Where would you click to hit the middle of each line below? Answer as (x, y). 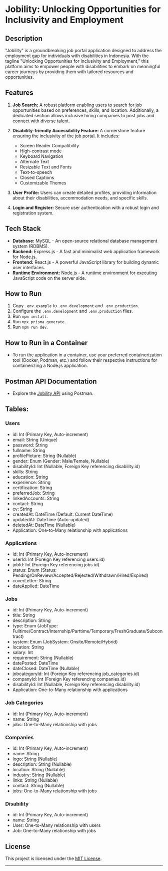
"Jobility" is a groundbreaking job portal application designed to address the (83, 50)
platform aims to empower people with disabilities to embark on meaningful (83, 66)
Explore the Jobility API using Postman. (53, 393)
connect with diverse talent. (41, 121)
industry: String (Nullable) (39, 775)
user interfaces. (28, 267)
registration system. (33, 213)
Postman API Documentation (51, 381)
